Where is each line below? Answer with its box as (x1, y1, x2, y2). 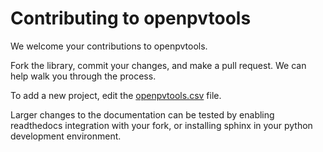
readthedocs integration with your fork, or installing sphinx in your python (10, 119, 313, 131)
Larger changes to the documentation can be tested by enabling (10, 108, 275, 121)
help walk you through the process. (10, 70, 157, 82)
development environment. (10, 130, 122, 142)
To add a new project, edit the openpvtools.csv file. (10, 89, 222, 101)
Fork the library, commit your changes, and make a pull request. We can (10, 59, 307, 71)
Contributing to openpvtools (10, 7, 252, 30)
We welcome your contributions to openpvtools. (10, 40, 208, 52)
